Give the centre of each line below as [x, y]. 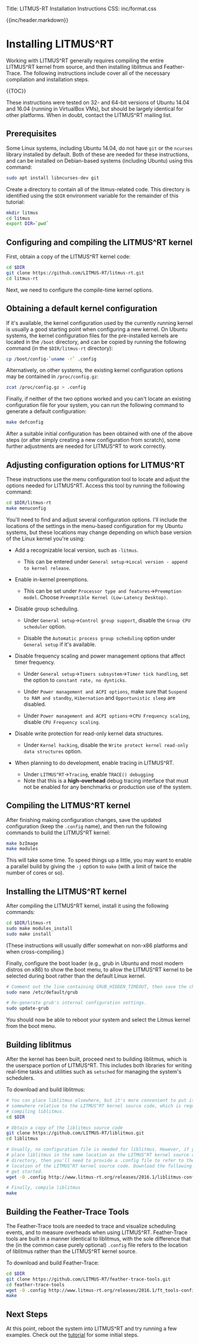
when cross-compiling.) [35, 951]
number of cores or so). [35, 873]
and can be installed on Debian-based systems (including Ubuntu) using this [99, 160]
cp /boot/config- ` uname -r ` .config [51, 359]
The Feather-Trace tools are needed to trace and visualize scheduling [91, 1226]
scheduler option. [45, 627]
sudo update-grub [28, 1008]
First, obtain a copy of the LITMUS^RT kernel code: [68, 257]
